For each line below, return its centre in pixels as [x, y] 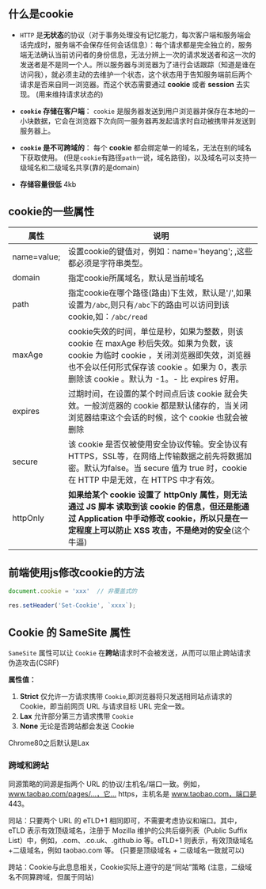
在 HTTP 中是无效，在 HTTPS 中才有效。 [144, 480]
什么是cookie [41, 14]
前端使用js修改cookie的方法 [76, 573]
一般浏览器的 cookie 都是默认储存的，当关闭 [166, 405]
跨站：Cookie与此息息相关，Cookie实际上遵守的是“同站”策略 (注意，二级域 [130, 867]
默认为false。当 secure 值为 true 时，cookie [166, 468]
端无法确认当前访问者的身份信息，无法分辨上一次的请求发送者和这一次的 [137, 55]
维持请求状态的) [78, 94]
